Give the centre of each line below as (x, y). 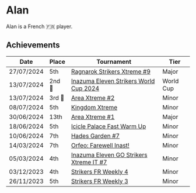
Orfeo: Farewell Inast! (100, 145)
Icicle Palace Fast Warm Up (108, 126)
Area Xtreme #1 (93, 116)
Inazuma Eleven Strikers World (113, 81)
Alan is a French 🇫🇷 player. (39, 26)
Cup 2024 (85, 88)
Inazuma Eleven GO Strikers (109, 154)
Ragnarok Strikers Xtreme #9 (111, 71)
